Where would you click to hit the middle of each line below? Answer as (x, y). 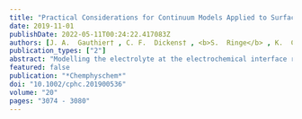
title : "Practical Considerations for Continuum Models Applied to (138, 17)
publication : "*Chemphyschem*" (68, 76)
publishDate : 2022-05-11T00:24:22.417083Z (90, 34)
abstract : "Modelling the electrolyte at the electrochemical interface (148, 59)
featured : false (40, 68)
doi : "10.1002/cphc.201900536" (68, 84)
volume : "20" (34, 92)
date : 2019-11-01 (42, 26)
